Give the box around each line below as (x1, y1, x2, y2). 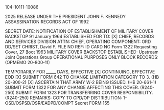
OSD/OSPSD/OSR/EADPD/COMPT (5, 100, 74, 106)
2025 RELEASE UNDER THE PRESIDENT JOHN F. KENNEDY (5, 14, 126, 19)
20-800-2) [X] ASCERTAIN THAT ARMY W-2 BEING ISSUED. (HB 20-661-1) (5, 79, 157, 85)
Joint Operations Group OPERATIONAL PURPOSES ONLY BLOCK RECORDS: (5, 54, 159, 60)
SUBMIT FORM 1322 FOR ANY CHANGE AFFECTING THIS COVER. (5, 85, 140, 90)
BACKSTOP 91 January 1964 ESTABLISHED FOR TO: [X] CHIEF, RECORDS (5, 34, 154, 39)
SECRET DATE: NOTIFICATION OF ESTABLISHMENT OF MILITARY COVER (5, 28, 154, 34)
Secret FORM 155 (74, 100, 110, 106)
